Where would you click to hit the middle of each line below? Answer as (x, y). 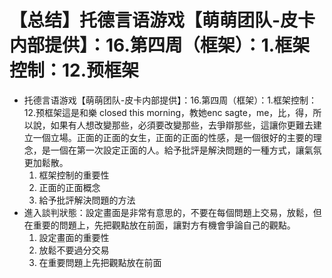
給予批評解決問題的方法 (87, 200)
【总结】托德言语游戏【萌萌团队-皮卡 (162, 20)
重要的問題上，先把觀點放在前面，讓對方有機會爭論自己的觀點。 (164, 225)
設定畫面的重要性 (74, 237)
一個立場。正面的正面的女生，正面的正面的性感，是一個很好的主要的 (173, 137)
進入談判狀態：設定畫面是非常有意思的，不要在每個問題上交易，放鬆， (168, 212)
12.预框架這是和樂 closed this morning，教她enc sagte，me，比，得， (168, 112)
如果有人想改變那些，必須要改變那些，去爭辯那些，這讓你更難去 (182, 125)
